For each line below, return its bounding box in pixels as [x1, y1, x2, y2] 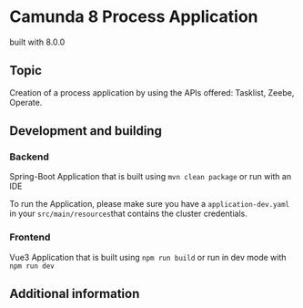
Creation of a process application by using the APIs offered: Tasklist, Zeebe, [9, 87, 295, 98]
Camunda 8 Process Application [9, 6, 258, 27]
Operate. [9, 97, 43, 108]
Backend [9, 150, 50, 163]
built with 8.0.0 [9, 36, 66, 47]
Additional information [9, 286, 140, 302]
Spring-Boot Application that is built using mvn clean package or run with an [9, 171, 292, 182]
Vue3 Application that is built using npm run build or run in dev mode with [9, 252, 287, 262]
